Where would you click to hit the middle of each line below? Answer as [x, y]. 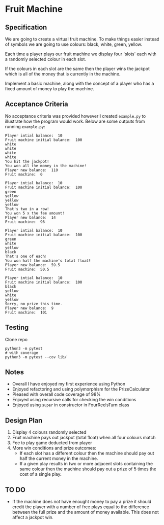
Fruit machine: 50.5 [27, 269]
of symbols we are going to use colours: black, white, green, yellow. [74, 44]
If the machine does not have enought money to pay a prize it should [82, 502]
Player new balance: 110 [31, 170]
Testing [17, 328]
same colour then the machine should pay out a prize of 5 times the [88, 469]
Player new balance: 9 [29, 308]
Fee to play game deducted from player [52, 443]
